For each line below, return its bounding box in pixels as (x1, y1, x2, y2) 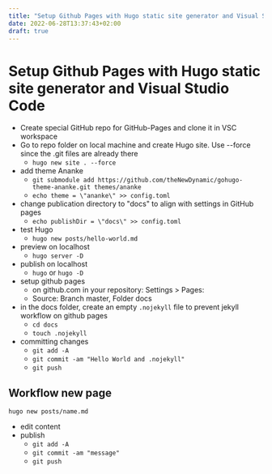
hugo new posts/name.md (8, 408, 89, 416)
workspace (19, 131, 58, 142)
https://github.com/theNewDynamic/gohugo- (97, 176, 243, 185)
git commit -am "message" (32, 449, 120, 458)
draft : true (8, 27, 49, 35)
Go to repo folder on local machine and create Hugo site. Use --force (19, 140, 251, 150)
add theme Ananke (19, 166, 83, 176)
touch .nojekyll (32, 330, 87, 338)
